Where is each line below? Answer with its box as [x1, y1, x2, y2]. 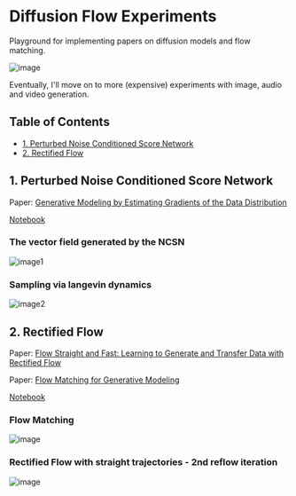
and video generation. [9, 89, 90, 99]
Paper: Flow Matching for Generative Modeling [9, 374, 180, 385]
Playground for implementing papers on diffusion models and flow [9, 35, 251, 46]
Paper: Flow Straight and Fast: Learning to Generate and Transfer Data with [9, 348, 284, 358]
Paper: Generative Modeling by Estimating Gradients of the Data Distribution [9, 197, 288, 208]
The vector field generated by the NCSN [9, 236, 185, 248]
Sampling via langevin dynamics [9, 278, 152, 290]
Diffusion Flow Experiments [9, 6, 217, 27]
